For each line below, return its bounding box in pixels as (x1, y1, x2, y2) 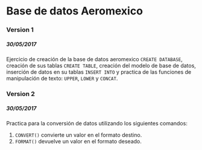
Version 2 (6, 90, 35, 98)
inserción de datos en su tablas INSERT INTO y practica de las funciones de (6, 68, 192, 76)
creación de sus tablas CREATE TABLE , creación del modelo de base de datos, (6, 62, 196, 70)
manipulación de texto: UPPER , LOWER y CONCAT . (6, 75, 118, 82)
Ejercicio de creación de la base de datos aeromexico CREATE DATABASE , (6, 56, 183, 63)
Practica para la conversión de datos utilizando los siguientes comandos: (6, 119, 188, 127)
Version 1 (6, 26, 34, 34)
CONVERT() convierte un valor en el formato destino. (14, 131, 142, 139)
